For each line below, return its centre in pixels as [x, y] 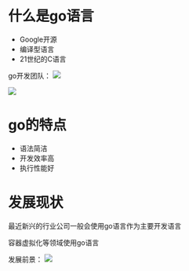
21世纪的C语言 [43, 59]
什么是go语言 [51, 16]
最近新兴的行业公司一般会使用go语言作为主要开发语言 [95, 225]
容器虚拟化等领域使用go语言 [54, 242]
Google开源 [38, 39]
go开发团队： [29, 75]
